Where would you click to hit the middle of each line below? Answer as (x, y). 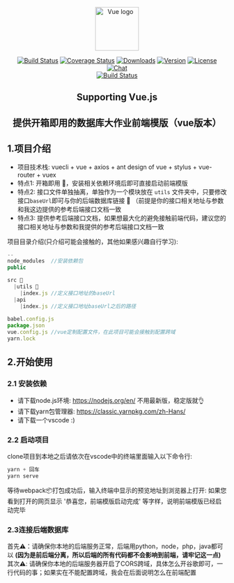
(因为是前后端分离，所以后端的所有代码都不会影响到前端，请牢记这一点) (118, 555)
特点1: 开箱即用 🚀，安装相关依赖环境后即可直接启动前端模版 (102, 183)
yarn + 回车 (23, 469)
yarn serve (23, 476)
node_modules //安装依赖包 (45, 261)
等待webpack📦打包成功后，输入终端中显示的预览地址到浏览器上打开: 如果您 (117, 490)
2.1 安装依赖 (27, 384)
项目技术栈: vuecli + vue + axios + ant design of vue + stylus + (107, 167)
